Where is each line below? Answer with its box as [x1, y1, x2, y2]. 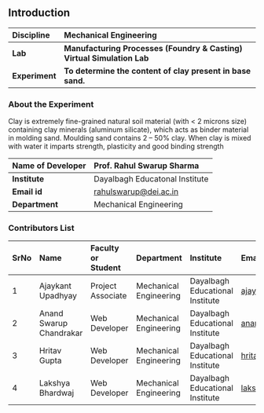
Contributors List [8, 223, 75, 234]
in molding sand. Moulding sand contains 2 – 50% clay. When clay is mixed [8, 133, 251, 143]
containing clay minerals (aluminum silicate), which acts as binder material [8, 125, 249, 134]
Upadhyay [38, 291, 77, 302]
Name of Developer [12, 160, 86, 171]
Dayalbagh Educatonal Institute [93, 174, 209, 185]
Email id [12, 186, 42, 197]
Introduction [8, 6, 71, 20]
